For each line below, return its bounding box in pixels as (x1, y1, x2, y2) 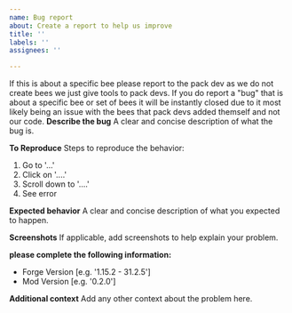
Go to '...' (21, 160, 55, 171)
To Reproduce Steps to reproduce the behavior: (9, 143, 185, 154)
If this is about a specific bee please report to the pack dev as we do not (9, 78, 274, 89)
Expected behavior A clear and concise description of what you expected (9, 205, 280, 216)
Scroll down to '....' (21, 179, 91, 189)
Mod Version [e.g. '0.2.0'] (21, 277, 116, 287)
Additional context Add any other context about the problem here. (9, 293, 253, 304)
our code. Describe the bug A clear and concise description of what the (9, 116, 273, 127)
